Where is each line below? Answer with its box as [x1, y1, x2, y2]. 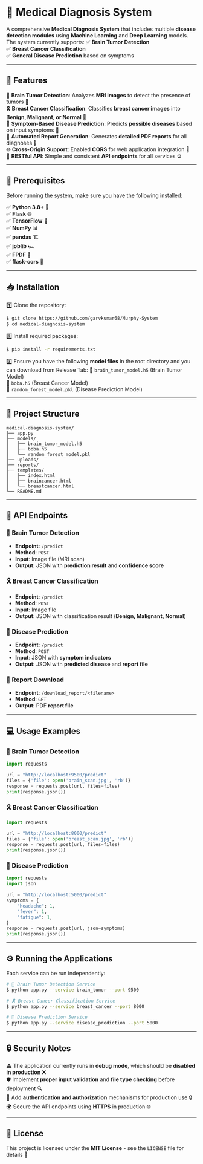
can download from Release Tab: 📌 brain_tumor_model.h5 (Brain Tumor [6, 366, 182, 374]
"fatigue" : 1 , [17, 914, 53, 920]
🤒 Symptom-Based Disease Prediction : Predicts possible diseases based [6, 120, 192, 127]
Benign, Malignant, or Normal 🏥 [6, 113, 86, 120]
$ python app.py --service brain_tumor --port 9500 [6, 987, 139, 993]
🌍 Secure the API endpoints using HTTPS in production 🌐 [6, 1103, 151, 1110]
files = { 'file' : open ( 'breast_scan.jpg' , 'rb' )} [6, 836, 134, 842]
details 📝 [6, 1151, 28, 1158]
